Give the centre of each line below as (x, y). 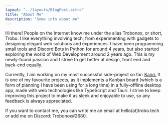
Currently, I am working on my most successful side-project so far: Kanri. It (83, 75)
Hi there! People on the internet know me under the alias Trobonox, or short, (84, 33)
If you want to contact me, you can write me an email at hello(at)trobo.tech (82, 111)
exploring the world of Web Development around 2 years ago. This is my (80, 54)
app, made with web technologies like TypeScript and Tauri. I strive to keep (83, 91)
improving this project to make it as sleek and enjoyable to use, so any (78, 96)
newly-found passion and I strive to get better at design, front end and (78, 60)
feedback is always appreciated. (39, 101)
